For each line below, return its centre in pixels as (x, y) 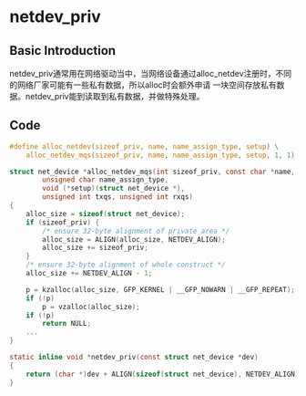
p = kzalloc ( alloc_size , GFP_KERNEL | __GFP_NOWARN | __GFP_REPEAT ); (161, 289)
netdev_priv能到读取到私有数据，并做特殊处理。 (115, 96)
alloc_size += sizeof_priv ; (95, 248)
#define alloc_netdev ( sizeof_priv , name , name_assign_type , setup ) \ (144, 146)
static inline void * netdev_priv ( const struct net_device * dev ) (134, 358)
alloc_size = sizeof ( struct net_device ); (105, 214)
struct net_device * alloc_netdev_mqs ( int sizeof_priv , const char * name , (153, 172)
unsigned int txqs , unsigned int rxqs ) (118, 197)
